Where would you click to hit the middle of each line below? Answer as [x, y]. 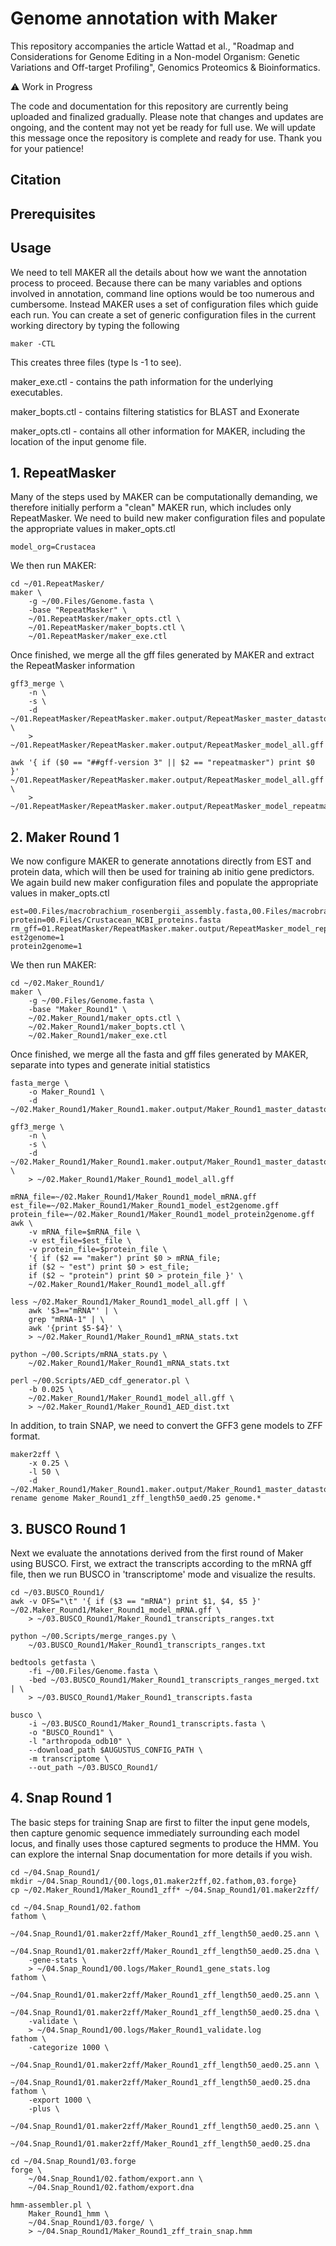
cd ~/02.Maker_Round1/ [57, 983]
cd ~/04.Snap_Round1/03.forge [73, 2161]
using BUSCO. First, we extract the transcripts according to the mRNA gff [161, 1563]
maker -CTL [33, 343]
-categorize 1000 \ [69, 2047]
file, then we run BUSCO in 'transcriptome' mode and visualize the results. [163, 1574]
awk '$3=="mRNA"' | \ [73, 1311]
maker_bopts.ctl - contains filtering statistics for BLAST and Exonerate [155, 411]
